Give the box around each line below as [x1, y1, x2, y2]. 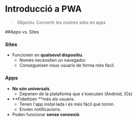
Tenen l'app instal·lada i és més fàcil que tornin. [19, 101, 115, 107]
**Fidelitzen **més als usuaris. [12, 96, 75, 102]
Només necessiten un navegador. [19, 57, 86, 63]
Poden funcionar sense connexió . [12, 111, 81, 117]
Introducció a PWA [5, 3, 82, 15]
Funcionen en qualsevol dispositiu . [12, 52, 84, 58]
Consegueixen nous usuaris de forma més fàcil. [19, 62, 115, 69]
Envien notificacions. [19, 106, 62, 112]
